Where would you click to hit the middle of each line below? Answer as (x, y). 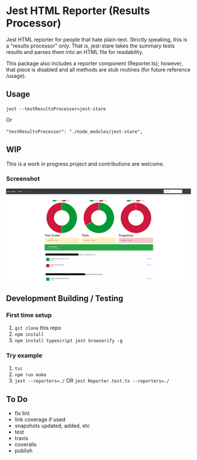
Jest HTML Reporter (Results (78, 11)
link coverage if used (40, 420)
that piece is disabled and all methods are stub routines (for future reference (98, 69)
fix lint (22, 413)
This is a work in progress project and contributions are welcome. (85, 164)
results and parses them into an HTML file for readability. (75, 52)
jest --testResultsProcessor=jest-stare (56, 109)
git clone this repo (38, 328)
